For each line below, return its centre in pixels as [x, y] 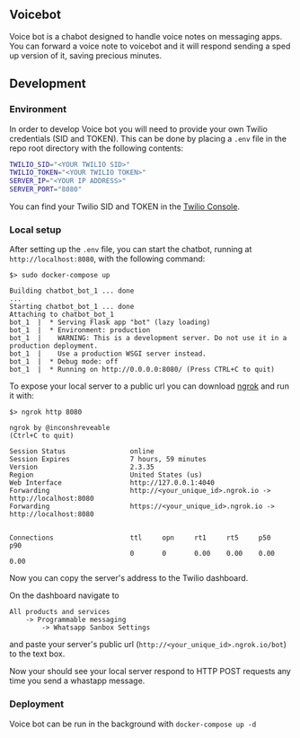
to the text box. [37, 654]
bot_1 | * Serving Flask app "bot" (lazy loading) [110, 322]
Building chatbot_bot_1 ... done [72, 291]
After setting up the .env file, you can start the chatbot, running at [131, 250]
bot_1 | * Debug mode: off [64, 362]
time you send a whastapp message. [77, 681]
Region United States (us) [106, 475]
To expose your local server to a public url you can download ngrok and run [150, 386]
